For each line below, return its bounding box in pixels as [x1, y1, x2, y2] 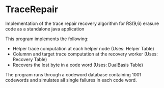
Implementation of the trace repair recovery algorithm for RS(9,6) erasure [5, 20, 159, 26]
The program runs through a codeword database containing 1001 [5, 71, 142, 77]
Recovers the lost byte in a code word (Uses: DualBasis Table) [12, 62, 144, 68]
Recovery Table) [12, 56, 47, 62]
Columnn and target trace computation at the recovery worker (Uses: [12, 51, 158, 57]
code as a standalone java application [5, 25, 85, 32]
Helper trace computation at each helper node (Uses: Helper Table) [12, 45, 154, 51]
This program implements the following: [5, 36, 89, 42]
